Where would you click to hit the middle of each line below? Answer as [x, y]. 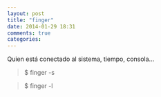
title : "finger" [30, 20]
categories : [24, 39]
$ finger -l [38, 86]
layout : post [26, 14]
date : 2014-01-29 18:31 [41, 26]
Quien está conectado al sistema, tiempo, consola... [81, 59]
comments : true [29, 33]
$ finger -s [39, 73]
